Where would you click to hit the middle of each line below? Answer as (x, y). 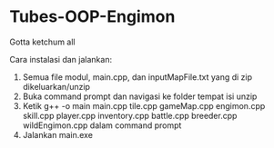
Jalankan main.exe (58, 134)
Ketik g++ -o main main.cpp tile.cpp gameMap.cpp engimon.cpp (144, 105)
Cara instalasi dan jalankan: (61, 59)
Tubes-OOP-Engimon (92, 17)
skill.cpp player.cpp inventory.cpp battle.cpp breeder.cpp (130, 115)
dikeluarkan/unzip (56, 86)
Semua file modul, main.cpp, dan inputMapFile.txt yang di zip (137, 77)
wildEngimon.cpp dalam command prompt (102, 125)
